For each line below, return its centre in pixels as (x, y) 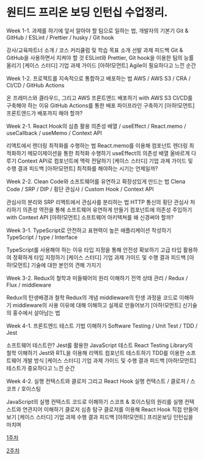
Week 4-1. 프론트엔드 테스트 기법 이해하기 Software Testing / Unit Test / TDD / (102, 326)
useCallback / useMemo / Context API (54, 133)
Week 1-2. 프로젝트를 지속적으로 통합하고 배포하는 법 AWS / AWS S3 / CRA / (99, 78)
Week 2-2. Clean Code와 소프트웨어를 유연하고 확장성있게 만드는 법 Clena (96, 181)
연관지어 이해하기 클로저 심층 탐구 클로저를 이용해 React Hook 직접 (102, 409)
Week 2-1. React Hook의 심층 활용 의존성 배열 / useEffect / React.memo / (96, 126)
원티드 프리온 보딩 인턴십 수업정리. (87, 13)
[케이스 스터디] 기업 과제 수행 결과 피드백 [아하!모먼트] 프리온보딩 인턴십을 (105, 417)
